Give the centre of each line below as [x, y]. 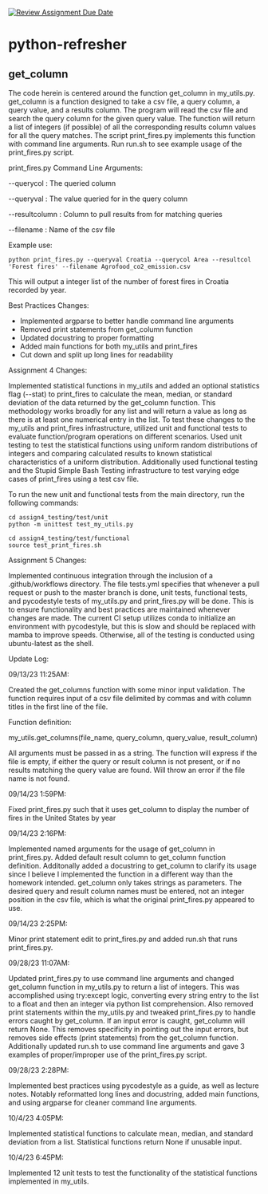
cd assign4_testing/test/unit [59, 518]
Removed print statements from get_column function [106, 329]
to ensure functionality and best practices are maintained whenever [119, 609]
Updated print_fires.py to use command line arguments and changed [121, 978]
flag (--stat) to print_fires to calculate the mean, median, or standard [120, 394]
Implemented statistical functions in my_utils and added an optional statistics [134, 386]
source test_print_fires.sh [55, 546]
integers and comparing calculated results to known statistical [110, 453]
